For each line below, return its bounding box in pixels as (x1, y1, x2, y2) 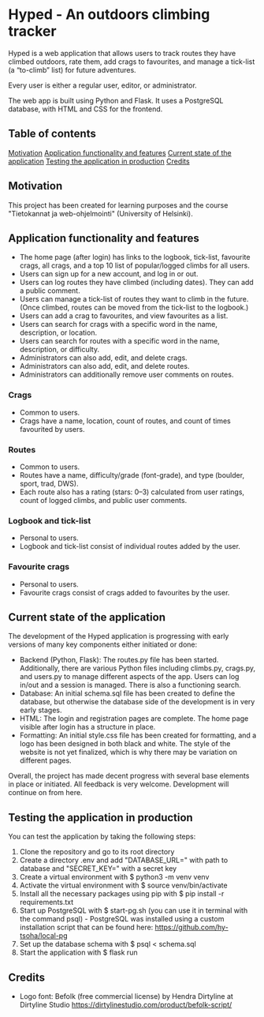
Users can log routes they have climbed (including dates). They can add (19, 278, 254, 287)
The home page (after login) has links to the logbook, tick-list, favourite (19, 253, 251, 262)
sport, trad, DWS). (19, 478, 79, 488)
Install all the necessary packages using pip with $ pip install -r (19, 889, 225, 899)
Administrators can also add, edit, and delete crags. (19, 353, 188, 362)
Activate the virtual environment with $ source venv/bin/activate (19, 880, 228, 890)
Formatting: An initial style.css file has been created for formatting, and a (19, 730, 257, 740)
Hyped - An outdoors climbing (8, 6, 210, 24)
